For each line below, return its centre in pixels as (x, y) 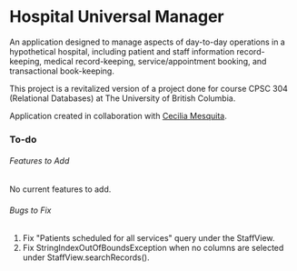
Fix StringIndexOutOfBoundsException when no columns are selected (153, 248)
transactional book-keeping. (62, 71)
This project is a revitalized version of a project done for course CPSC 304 (149, 88)
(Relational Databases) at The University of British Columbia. (123, 98)
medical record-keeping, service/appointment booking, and (155, 61)
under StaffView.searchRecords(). (86, 257)
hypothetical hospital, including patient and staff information (122, 51)
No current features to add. (60, 189)
